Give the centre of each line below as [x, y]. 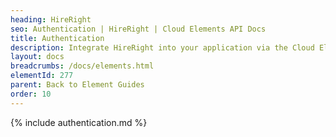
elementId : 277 [42, 76]
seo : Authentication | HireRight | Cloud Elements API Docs [138, 29]
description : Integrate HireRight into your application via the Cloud [162, 47]
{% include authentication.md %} [79, 122]
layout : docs [37, 57]
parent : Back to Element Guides [77, 85]
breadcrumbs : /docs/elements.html [82, 66]
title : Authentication [57, 38]
